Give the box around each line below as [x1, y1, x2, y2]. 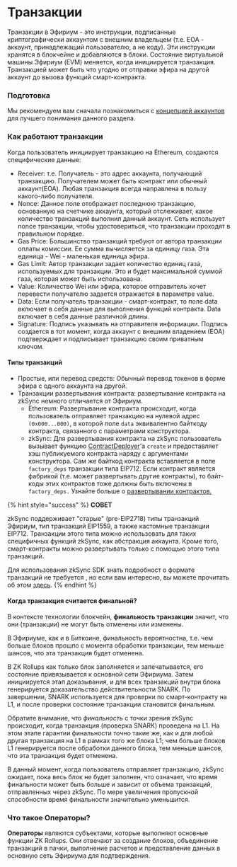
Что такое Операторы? [7, 813, 91, 822]
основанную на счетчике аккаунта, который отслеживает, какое [17, 207, 214, 215]
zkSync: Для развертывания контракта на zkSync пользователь [28, 434, 221, 442]
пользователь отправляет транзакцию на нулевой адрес [28, 411, 200, 420]
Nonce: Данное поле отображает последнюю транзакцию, [17, 199, 196, 207]
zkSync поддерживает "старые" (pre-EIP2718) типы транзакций [7, 514, 200, 522]
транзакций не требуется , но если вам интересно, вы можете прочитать [7, 573, 230, 581]
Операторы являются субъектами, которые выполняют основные [7, 829, 209, 837]
